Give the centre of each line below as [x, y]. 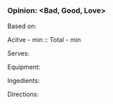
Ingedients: [24, 80]
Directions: [23, 94]
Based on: [22, 26]
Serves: [18, 53]
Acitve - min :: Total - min [44, 39]
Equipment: [24, 67]
